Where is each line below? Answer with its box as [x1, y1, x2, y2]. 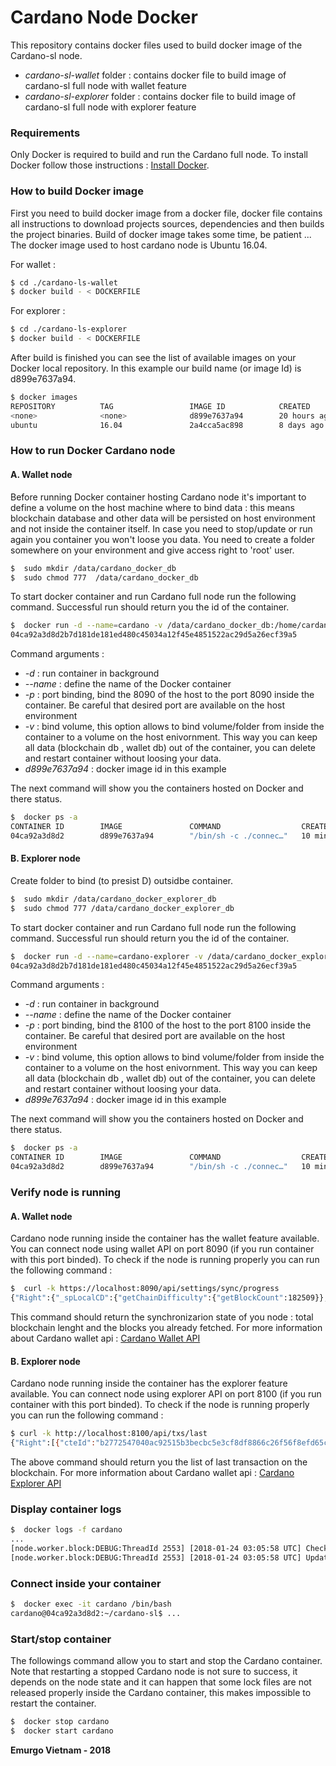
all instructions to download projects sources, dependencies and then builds [10, 217, 325, 230]
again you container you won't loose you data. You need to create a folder [10, 533, 315, 545]
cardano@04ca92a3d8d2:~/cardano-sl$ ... [10, 1608, 182, 1618]
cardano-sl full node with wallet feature [24, 79, 188, 91]
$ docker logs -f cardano [10, 1525, 123, 1535]
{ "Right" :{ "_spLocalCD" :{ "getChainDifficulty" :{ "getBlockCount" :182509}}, [10, 1293, 329, 1303]
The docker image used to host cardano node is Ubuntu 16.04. [10, 239, 268, 251]
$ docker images [10, 392, 78, 403]
